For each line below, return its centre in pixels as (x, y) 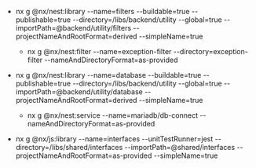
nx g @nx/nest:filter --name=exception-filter (99, 51)
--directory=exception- (211, 51)
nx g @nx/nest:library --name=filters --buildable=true (102, 11)
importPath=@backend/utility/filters (73, 28)
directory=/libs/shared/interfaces (69, 147)
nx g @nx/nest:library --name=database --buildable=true (108, 75)
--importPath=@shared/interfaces (180, 147)
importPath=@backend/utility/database (79, 92)
